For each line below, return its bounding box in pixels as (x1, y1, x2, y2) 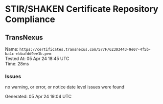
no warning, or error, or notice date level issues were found (5, 84, 125, 90)
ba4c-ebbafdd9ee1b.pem (5, 51, 51, 56)
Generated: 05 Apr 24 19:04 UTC (5, 94, 72, 100)
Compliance (5, 14, 55, 25)
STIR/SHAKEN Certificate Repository (5, 3, 159, 15)
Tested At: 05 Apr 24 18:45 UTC (5, 56, 70, 62)
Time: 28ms (5, 61, 29, 66)
